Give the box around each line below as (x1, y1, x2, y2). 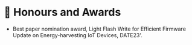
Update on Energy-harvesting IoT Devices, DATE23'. (12, 31, 142, 38)
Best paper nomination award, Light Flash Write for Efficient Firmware (12, 25, 187, 32)
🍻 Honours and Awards (4, 5, 121, 19)
